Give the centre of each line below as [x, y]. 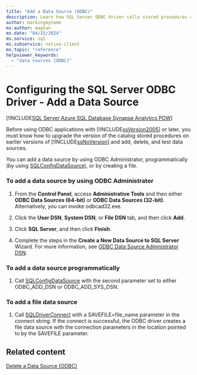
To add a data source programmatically [63, 268]
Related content [36, 352]
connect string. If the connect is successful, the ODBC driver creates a [100, 321]
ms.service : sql [26, 39]
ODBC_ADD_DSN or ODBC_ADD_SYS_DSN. [67, 287]
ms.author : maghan [28, 28]
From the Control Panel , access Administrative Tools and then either [98, 193]
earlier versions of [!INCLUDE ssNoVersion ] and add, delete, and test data [95, 142]
